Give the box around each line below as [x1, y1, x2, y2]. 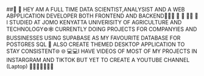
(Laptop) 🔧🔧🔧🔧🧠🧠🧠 [6, 63, 54, 70]
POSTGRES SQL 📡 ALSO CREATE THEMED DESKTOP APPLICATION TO [6, 41, 185, 48]
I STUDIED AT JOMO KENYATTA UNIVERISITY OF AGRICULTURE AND [6, 19, 182, 26]
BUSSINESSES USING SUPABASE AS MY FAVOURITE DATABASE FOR [6, 34, 181, 41]
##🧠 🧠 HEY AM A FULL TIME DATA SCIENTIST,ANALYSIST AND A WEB [6, 6, 185, 13]
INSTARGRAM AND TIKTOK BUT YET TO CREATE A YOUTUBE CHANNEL [6, 57, 190, 63]
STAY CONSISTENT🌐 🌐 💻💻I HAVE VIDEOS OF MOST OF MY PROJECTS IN [6, 47, 198, 55]
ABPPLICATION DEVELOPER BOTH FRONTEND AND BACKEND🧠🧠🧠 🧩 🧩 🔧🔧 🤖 [6, 12, 199, 19]
